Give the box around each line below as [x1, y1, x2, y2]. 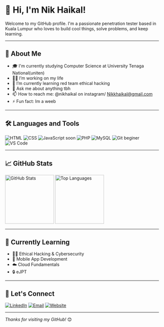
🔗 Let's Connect [5, 289, 55, 298]
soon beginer [65, 135, 140, 141]
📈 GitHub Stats [5, 159, 53, 167]
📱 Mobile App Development [12, 256, 67, 262]
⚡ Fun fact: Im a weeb [12, 98, 56, 104]
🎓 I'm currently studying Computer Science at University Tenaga [12, 63, 144, 69]
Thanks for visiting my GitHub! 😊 [5, 317, 72, 322]
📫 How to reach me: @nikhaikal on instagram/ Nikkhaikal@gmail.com [12, 91, 153, 97]
